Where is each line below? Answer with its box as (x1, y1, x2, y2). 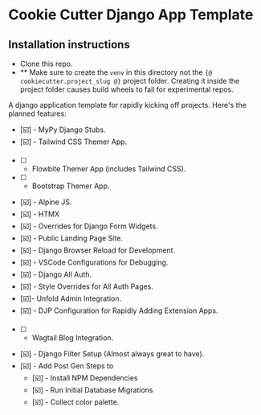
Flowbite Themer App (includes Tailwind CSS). (31, 164, 186, 174)
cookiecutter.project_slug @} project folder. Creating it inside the (19, 76, 240, 85)
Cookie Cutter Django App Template (8, 6, 254, 24)
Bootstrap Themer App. (31, 181, 110, 191)
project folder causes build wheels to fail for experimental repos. (19, 84, 234, 94)
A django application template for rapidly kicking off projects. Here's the (8, 101, 247, 109)
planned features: (8, 109, 67, 118)
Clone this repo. (19, 59, 73, 68)
